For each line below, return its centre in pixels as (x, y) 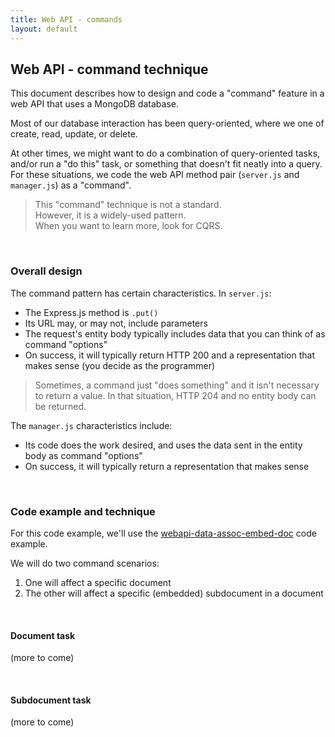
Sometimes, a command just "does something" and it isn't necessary (177, 385)
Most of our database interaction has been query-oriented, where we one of (167, 123)
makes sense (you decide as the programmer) (120, 365)
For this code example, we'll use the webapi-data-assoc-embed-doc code (163, 533)
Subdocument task (51, 700)
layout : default (44, 29)
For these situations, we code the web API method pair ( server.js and (155, 175)
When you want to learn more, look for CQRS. (128, 226)
